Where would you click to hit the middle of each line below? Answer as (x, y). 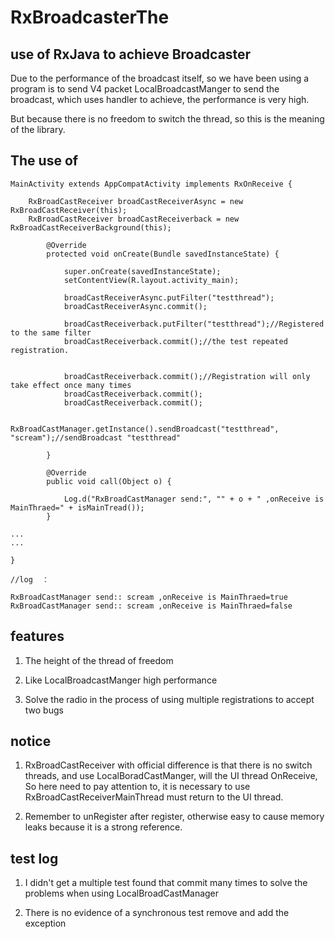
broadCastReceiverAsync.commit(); (135, 306)
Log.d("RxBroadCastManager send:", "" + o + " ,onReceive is (194, 499)
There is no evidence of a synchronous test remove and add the (157, 913)
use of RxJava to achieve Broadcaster (131, 54)
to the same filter (51, 332)
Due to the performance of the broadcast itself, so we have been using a (160, 78)
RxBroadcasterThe (90, 17)
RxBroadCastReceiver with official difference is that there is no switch (168, 765)
